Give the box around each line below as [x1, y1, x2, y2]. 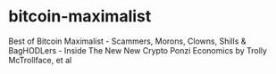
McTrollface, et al [8, 54, 72, 65]
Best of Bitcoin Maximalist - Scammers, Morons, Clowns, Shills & [8, 36, 247, 46]
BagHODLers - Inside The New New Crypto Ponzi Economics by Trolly [8, 45, 267, 55]
